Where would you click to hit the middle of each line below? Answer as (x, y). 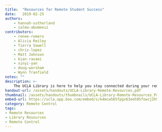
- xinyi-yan (26, 63)
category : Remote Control (31, 104)
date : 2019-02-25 (25, 14)
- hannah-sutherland (34, 23)
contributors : (19, 32)
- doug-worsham (29, 68)
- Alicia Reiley (30, 41)
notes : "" (15, 77)
